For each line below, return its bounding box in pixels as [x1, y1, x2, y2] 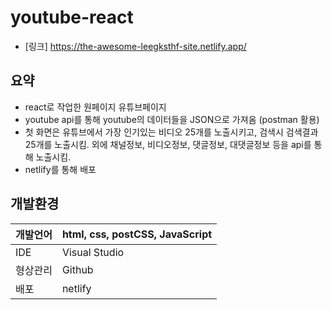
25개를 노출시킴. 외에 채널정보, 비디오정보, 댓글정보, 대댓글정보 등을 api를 [24, 138, 312, 150]
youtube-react [10, 6, 134, 29]
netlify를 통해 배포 [24, 163, 97, 175]
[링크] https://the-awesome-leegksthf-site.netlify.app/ [24, 40, 247, 52]
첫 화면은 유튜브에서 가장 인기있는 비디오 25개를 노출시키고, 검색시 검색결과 [24, 126, 319, 138]
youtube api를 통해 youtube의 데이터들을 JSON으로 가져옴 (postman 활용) [24, 113, 320, 125]
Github [61, 262, 94, 276]
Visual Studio [61, 245, 125, 259]
